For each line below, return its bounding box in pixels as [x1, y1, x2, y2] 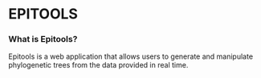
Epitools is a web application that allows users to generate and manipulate [8, 51, 254, 61]
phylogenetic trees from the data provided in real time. [8, 60, 189, 70]
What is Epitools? [8, 34, 78, 45]
